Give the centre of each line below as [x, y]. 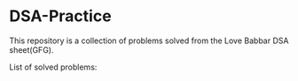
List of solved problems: [53, 67]
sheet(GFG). [31, 49]
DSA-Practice [61, 16]
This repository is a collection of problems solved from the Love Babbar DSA [149, 40]
